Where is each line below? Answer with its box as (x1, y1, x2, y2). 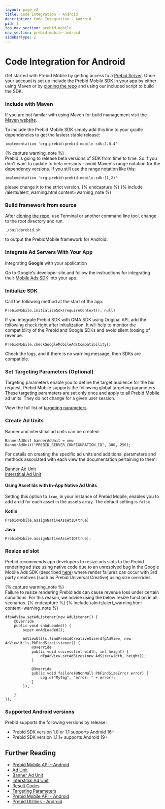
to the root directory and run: (5, 218, 64, 224)
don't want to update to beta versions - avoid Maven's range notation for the (5, 161, 161, 167)
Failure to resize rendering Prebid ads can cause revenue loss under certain (5, 589, 159, 595)
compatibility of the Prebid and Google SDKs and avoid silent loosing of (5, 327, 150, 333)
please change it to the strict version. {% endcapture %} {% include (5, 184, 143, 190)
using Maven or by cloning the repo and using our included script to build (5, 83, 154, 89)
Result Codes (12, 783, 40, 789)
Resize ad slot (5, 547, 39, 554)
